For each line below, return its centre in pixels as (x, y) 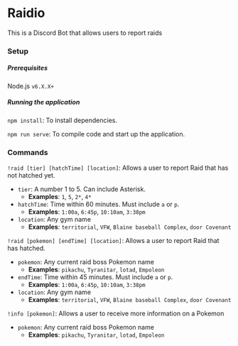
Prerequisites (28, 68)
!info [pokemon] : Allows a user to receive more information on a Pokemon (116, 313)
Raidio (26, 13)
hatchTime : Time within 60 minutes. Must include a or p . (98, 205)
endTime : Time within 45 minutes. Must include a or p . (95, 277)
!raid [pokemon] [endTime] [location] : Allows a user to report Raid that (113, 241)
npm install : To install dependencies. (62, 120)
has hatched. (27, 248)
